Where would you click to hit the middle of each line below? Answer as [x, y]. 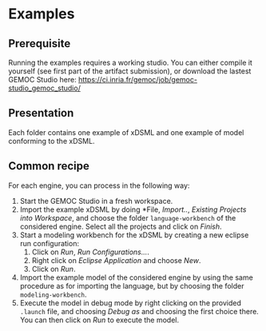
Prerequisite [40, 44]
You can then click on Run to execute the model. [99, 320]
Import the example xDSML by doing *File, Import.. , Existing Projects [133, 209]
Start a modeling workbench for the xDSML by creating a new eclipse [134, 235]
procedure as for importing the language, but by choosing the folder [132, 285]
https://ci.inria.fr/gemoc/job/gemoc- [138, 80]
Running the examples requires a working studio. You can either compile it [131, 62]
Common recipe [49, 166]
